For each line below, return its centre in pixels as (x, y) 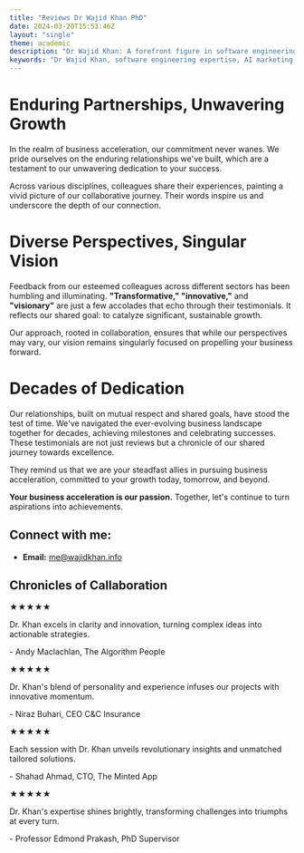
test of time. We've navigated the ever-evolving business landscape (136, 423)
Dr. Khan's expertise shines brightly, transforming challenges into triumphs (148, 811)
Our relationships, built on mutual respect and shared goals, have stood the (150, 413)
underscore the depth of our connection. (85, 205)
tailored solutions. (43, 759)
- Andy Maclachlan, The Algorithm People (87, 652)
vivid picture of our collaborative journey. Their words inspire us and (137, 195)
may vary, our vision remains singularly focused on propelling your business (151, 342)
